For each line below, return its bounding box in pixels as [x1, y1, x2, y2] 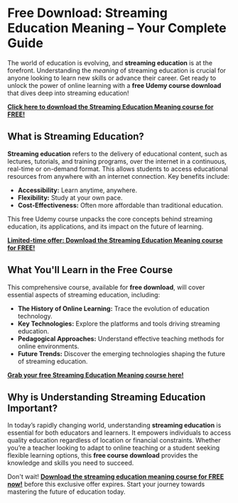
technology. [17, 311, 53, 320]
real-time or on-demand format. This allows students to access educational [7, 165, 229, 173]
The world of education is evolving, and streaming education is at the [7, 58, 213, 67]
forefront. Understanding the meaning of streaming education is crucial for [7, 66, 226, 74]
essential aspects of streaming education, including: [7, 290, 161, 299]
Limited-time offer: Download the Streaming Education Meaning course [7, 236, 223, 244]
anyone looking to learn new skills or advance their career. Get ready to [7, 73, 217, 82]
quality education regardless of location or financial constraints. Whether [7, 436, 222, 445]
